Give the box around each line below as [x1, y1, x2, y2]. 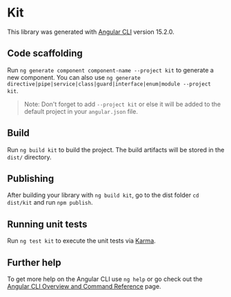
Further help [7, 256, 62, 268]
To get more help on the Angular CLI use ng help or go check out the [7, 275, 203, 283]
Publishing [7, 172, 54, 184]
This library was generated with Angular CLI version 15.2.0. [7, 28, 174, 36]
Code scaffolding [7, 48, 83, 59]
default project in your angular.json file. [23, 107, 138, 115]
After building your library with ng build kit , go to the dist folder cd [7, 191, 199, 199]
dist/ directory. [7, 153, 52, 161]
